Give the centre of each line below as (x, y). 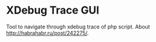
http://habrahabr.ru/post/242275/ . (47, 33)
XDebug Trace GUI (53, 10)
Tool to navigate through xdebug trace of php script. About (78, 27)
